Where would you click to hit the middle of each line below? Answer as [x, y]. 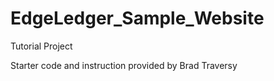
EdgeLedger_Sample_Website [137, 18]
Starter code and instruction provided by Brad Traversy [124, 65]
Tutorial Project [41, 46]
